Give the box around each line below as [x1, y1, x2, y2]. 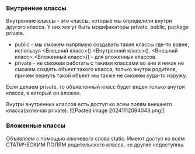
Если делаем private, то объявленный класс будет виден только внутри [6, 83, 185, 90]
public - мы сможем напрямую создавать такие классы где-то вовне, [14, 41, 190, 48]
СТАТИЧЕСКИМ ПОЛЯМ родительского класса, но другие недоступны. [6, 141, 185, 148]
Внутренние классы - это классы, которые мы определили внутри [6, 17, 172, 24]
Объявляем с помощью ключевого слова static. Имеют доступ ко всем [6, 135, 185, 142]
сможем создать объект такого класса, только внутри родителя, [14, 66, 177, 73]
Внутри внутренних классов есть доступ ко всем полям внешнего [6, 101, 172, 108]
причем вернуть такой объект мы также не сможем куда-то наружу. [14, 72, 187, 79]
